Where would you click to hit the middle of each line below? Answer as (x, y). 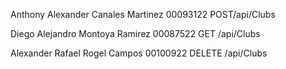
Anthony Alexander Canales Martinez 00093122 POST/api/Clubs (143, 14)
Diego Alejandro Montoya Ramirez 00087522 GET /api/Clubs (135, 33)
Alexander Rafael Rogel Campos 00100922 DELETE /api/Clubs (139, 53)
